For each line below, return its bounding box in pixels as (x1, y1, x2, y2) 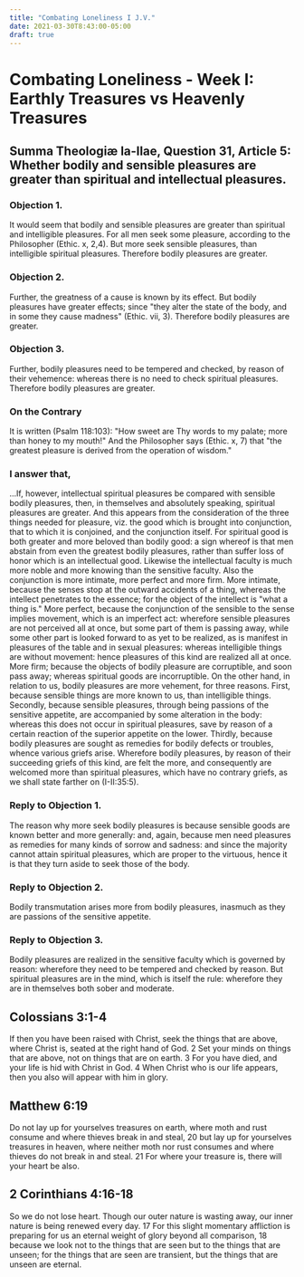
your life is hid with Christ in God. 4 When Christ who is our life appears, (9, 1063, 279, 1073)
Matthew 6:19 (9, 1098, 89, 1113)
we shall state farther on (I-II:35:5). (9, 777, 139, 787)
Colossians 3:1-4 (9, 1009, 107, 1024)
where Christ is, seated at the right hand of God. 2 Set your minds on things (9, 1043, 291, 1054)
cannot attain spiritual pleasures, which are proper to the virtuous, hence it (9, 848, 288, 860)
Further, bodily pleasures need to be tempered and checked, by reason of (9, 363, 285, 374)
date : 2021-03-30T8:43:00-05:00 (9, 22, 131, 31)
